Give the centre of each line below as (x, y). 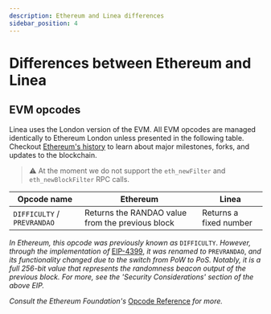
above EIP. (27, 285)
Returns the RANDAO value (136, 213)
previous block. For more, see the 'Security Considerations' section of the (131, 277)
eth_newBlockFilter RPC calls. (79, 179)
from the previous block (130, 222)
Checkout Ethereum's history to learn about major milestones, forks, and (129, 147)
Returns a (220, 213)
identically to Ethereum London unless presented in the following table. (127, 138)
